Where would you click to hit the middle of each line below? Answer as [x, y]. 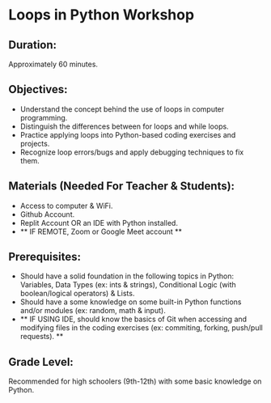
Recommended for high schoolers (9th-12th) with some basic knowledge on [135, 381]
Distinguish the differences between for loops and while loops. [124, 126]
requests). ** [42, 337]
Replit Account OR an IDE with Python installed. [99, 223]
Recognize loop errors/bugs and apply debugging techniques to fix [132, 152]
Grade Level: [41, 362]
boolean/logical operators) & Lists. [77, 294]
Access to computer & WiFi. [66, 206]
